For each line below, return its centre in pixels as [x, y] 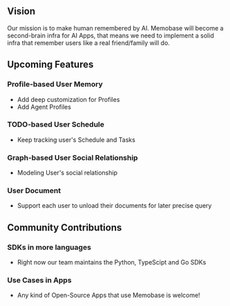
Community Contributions [65, 227]
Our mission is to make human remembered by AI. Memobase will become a [115, 28]
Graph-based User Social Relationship [73, 157]
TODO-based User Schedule [56, 125]
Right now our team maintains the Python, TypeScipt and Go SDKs [112, 262]
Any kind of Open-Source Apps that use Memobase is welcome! [108, 295]
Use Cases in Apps [39, 280]
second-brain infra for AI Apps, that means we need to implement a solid [111, 35]
